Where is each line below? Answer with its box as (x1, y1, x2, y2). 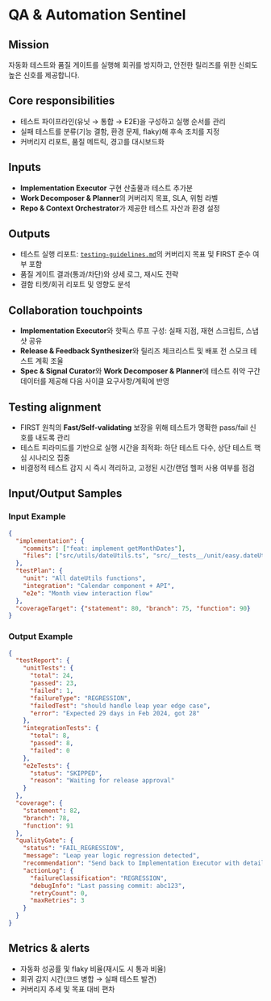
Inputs (8, 161, 42, 174)
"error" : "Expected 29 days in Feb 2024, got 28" (29, 709, 200, 717)
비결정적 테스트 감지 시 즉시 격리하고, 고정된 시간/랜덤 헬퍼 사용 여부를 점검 (19, 463, 256, 473)
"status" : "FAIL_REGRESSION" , (23, 845, 125, 853)
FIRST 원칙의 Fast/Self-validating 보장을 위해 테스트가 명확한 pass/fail (19, 423, 248, 432)
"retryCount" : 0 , (29, 889, 89, 897)
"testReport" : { (15, 657, 70, 665)
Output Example (8, 631, 73, 642)
